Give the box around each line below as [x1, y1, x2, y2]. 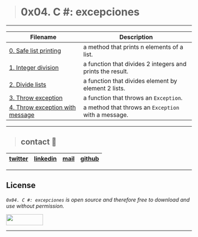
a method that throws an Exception [83, 103, 180, 111]
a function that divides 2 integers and [83, 60, 187, 68]
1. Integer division [9, 63, 59, 71]
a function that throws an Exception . [83, 94, 183, 102]
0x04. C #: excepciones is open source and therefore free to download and [6, 196, 190, 203]
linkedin [34, 154, 57, 163]
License [6, 180, 36, 190]
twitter [9, 154, 28, 163]
